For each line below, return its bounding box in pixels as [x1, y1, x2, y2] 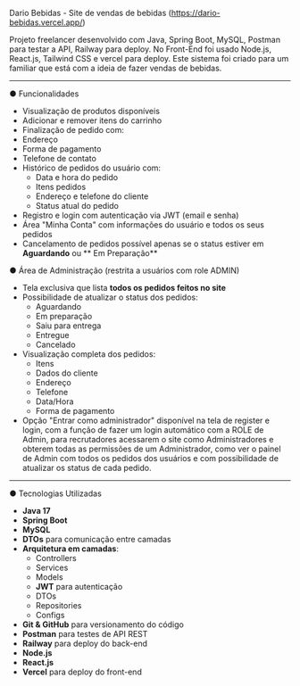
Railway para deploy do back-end [21, 638, 147, 649]
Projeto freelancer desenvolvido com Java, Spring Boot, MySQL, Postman [9, 35, 281, 45]
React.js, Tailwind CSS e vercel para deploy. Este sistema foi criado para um [9, 54, 289, 63]
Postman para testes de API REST [21, 629, 148, 639]
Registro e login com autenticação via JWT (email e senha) [21, 210, 239, 220]
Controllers [35, 553, 78, 563]
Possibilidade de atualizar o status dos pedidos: [21, 292, 198, 302]
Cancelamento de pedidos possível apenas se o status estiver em [21, 238, 264, 249]
